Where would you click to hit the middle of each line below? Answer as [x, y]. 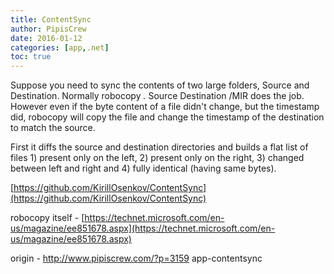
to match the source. [53, 128]
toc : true [31, 57]
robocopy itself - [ [47, 218]
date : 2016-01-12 [46, 38]
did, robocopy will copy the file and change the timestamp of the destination [167, 117]
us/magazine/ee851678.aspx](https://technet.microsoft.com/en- [143, 228]
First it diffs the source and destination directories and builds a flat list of [159, 147]
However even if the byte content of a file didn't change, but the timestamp [165, 107]
